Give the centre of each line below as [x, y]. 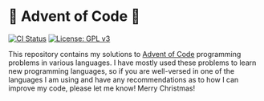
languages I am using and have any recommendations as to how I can [124, 79]
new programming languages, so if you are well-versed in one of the [122, 71]
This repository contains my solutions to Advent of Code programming [125, 54]
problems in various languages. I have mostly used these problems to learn [132, 63]
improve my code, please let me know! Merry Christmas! [102, 88]
